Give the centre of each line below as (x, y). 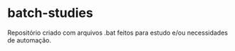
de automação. (30, 40)
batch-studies (51, 13)
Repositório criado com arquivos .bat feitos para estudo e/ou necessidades (117, 33)
